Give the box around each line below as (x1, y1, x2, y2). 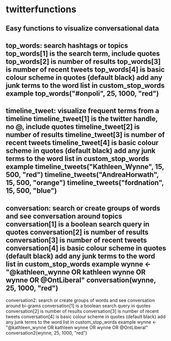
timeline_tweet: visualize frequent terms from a (6, 106, 159, 116)
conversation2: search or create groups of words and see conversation (6, 298, 155, 304)
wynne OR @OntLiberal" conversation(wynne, (6, 276, 156, 284)
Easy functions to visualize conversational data (6, 24, 159, 33)
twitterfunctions (6, 4, 77, 15)
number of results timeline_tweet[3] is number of (6, 130, 165, 139)
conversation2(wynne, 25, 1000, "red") (6, 330, 88, 336)
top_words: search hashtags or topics (6, 41, 129, 50)
